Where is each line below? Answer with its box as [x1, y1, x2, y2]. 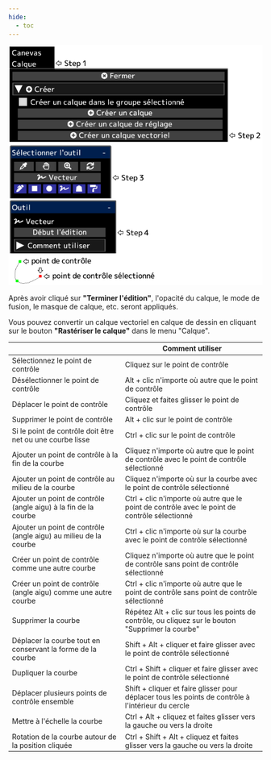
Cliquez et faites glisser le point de [124, 395, 240, 405]
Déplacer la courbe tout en [11, 635, 101, 645]
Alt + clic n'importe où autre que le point [124, 375, 258, 384]
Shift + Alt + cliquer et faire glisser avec [124, 640, 256, 650]
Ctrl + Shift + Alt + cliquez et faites [124, 732, 240, 741]
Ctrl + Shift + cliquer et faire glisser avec [124, 663, 259, 673]
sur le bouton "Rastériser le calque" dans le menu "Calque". [8, 326, 211, 335]
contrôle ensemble [11, 696, 74, 706]
